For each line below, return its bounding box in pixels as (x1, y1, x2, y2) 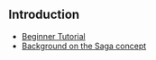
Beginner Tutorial (21, 30, 87, 41)
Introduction (8, 7, 80, 22)
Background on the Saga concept (21, 40, 147, 51)
